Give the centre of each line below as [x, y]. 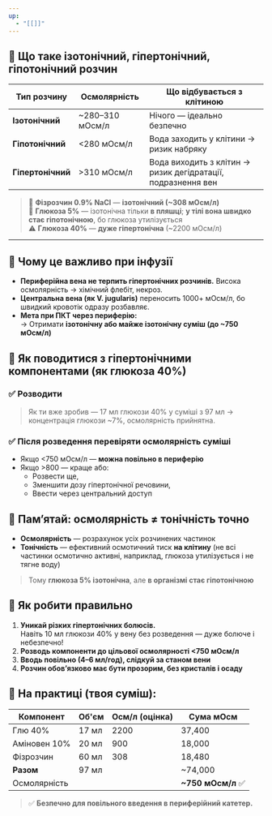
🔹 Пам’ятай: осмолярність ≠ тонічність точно [129, 519]
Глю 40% [31, 730]
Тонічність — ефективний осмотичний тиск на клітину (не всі [128, 547]
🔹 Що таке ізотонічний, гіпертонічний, [109, 56]
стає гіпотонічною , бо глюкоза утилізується [105, 220]
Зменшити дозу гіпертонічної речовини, [102, 485]
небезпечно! [42, 642]
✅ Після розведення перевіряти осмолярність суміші [120, 441]
